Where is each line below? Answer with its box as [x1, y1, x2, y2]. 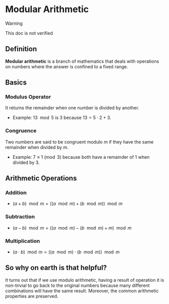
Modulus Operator [5, 94, 51, 101]
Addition [5, 189, 27, 196]
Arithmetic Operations [5, 174, 77, 183]
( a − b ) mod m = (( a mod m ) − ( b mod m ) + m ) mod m [12, 225, 132, 231]
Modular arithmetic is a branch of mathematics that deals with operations [5, 58, 159, 64]
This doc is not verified [5, 30, 53, 36]
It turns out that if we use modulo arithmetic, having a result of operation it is [5, 277, 164, 283]
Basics [5, 78, 27, 87]
